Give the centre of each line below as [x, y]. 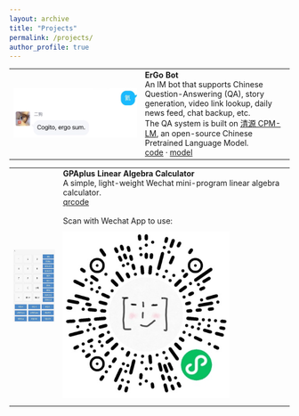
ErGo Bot [162, 75]
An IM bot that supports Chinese [204, 84]
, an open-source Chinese [205, 133]
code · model [169, 152]
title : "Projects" [43, 28]
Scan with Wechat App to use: [118, 221]
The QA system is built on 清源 [200, 123]
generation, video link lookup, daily [209, 103]
